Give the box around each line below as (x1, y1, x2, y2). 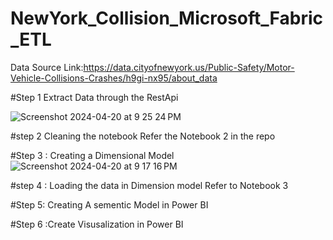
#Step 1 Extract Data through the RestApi (10, 91, 179, 103)
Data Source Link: (10, 61, 84, 73)
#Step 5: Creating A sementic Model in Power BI (10, 198, 209, 211)
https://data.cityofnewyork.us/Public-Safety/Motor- (83, 61, 295, 73)
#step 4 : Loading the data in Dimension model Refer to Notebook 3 (10, 179, 289, 191)
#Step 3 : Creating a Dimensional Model (10, 149, 175, 161)
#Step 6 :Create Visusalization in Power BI (10, 218, 184, 230)
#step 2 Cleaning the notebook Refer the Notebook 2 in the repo (10, 130, 276, 142)
